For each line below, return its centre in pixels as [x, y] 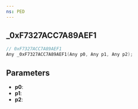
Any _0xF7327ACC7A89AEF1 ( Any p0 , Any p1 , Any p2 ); [70, 54]
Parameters [28, 73]
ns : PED [16, 11]
